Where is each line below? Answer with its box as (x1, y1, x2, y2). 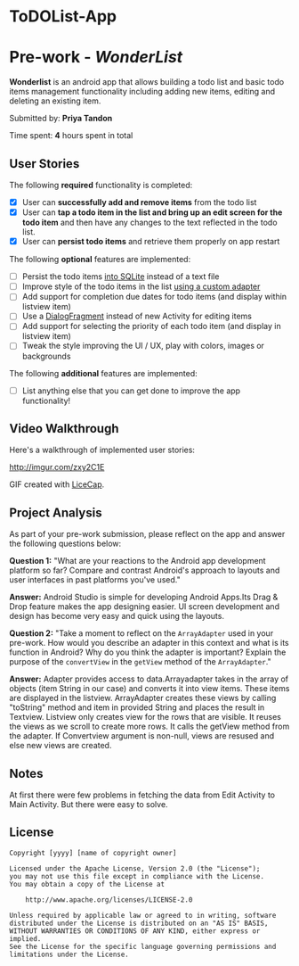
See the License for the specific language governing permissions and (9, 942, 277, 951)
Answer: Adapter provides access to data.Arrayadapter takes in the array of (9, 673, 289, 684)
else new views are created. (9, 740, 112, 751)
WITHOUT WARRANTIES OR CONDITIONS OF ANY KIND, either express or (9, 926, 261, 936)
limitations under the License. (9, 950, 129, 959)
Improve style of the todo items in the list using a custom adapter (21, 281, 261, 292)
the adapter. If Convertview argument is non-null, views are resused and (9, 731, 274, 741)
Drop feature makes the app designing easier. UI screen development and (9, 601, 280, 612)
